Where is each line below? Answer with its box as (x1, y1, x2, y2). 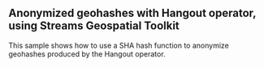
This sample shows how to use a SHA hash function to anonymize (8, 40, 229, 50)
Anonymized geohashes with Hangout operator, (8, 6, 257, 20)
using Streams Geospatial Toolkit (8, 19, 180, 33)
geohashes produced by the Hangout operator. (8, 48, 166, 59)
